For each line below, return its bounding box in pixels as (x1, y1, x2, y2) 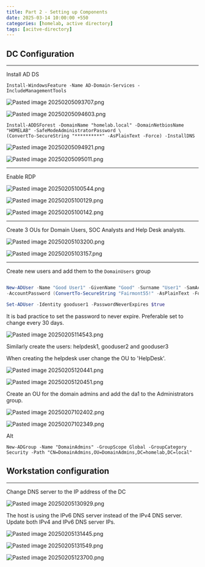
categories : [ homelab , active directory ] (6, 20, 113, 26)
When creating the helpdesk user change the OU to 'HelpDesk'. (6, 354, 166, 361)
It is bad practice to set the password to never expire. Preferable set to (6, 313, 184, 320)
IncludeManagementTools (6, 88, 67, 94)
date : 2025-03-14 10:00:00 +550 (6, 15, 88, 21)
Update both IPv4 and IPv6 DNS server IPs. (6, 518, 115, 525)
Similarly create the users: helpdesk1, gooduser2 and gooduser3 (6, 343, 169, 350)
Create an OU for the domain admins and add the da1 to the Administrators (6, 390, 194, 398)
